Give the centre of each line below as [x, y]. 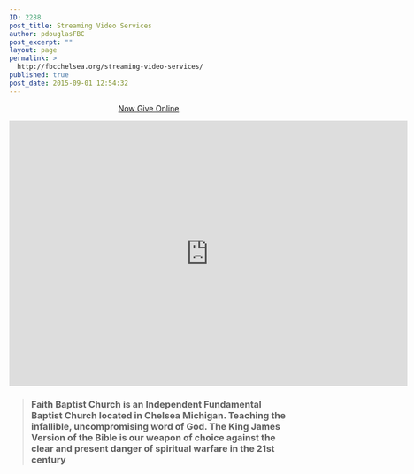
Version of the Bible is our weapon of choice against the [153, 437]
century [48, 459]
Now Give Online [149, 108]
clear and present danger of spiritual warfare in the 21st [153, 448]
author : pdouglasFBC [47, 34]
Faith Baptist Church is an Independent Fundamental [146, 404]
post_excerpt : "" [41, 42]
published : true [39, 75]
